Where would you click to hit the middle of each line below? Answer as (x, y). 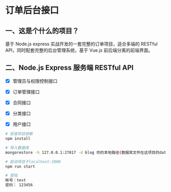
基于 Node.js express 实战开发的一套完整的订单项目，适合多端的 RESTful (81, 44)
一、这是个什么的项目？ (42, 31)
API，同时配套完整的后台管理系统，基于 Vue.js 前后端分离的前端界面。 (79, 50)
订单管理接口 (26, 91)
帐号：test (16, 180)
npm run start (20, 166)
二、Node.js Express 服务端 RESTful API (69, 68)
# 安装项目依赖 (19, 134)
